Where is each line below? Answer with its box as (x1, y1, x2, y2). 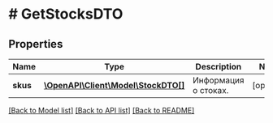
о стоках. (192, 85, 229, 95)
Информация (192, 74, 245, 86)
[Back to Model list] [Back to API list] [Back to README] (8, 106, 195, 115)
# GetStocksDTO (8, 5, 123, 23)
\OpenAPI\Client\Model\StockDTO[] (43, 80, 185, 91)
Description (195, 61, 242, 72)
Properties (8, 37, 63, 51)
